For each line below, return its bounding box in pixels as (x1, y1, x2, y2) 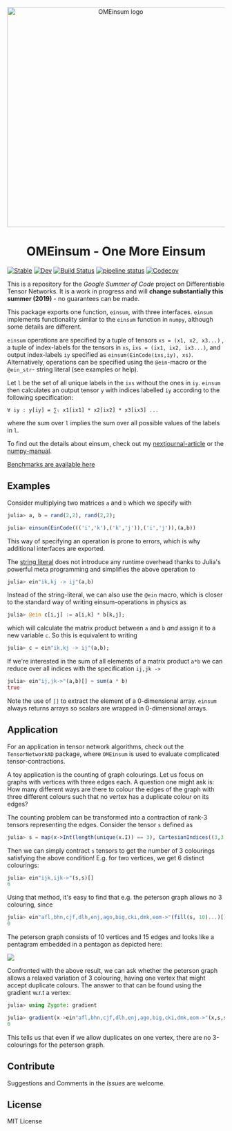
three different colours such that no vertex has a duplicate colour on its (7, 792, 209, 800)
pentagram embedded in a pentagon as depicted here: (7, 940, 163, 949)
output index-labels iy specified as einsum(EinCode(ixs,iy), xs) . (7, 350, 193, 358)
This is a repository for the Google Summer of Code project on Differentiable (7, 280, 225, 288)
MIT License (7, 1117, 43, 1125)
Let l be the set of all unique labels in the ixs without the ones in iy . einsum (7, 378, 221, 387)
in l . (7, 426, 19, 434)
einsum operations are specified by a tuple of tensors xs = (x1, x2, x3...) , (7, 336, 224, 344)
